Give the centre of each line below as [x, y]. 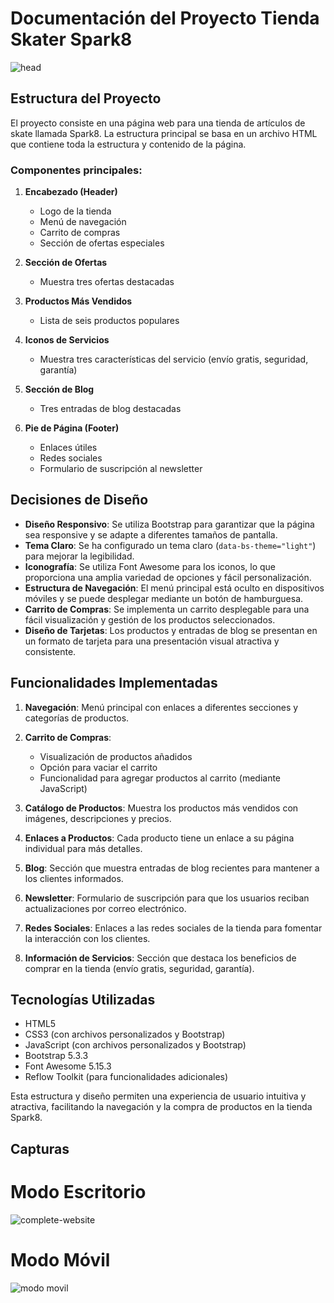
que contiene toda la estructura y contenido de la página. [128, 144]
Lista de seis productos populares [109, 321]
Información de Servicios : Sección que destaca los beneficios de [160, 958]
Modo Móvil [60, 1260]
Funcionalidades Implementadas [114, 683]
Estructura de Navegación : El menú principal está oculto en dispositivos [174, 588]
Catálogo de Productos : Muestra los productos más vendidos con [161, 808]
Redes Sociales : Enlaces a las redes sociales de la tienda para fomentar [173, 928]
